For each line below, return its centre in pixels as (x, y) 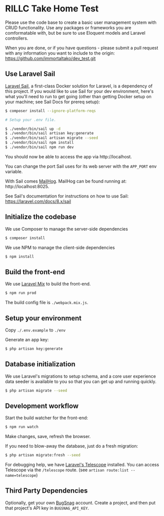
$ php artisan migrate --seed (36, 390)
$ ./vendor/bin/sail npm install (40, 143)
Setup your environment (43, 318)
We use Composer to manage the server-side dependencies (67, 229)
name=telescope (21, 476)
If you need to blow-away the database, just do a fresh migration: (72, 446)
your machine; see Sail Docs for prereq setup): (53, 102)
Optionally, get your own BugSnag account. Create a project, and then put (80, 503)
